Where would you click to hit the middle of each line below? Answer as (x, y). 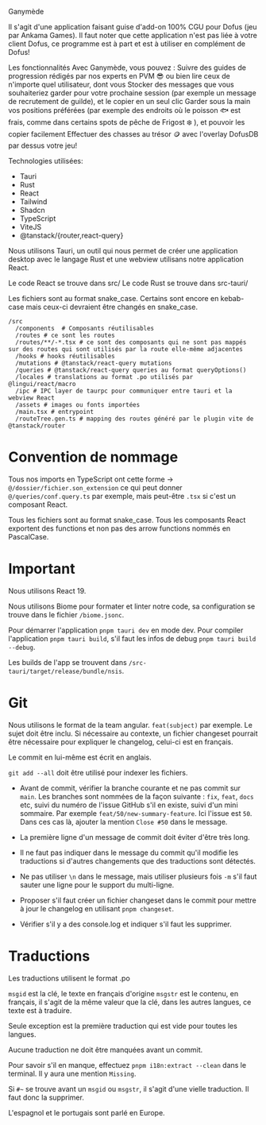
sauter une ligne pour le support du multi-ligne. (97, 884)
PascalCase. (29, 536)
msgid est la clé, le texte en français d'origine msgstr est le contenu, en (123, 993)
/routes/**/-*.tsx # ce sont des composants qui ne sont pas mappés (131, 342)
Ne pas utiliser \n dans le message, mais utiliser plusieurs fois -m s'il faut (138, 876)
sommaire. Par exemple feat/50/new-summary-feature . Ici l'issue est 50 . (136, 813)
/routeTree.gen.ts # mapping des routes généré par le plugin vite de (135, 419)
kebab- (232, 298)
